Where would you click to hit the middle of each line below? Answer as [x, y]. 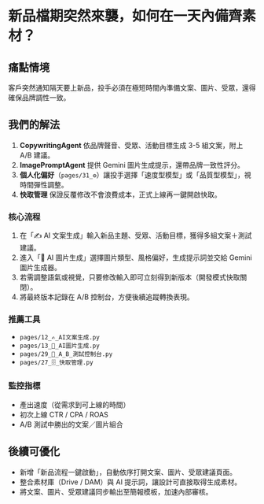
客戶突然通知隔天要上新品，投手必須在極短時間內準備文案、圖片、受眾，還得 [132, 88]
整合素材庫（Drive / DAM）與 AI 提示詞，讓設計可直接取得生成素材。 [130, 482]
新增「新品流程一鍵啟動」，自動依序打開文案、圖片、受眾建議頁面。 [128, 472]
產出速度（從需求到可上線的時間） [75, 404]
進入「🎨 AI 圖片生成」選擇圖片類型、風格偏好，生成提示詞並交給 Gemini [136, 258]
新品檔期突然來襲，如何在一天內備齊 [125, 16]
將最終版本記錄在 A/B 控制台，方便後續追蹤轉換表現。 [106, 297]
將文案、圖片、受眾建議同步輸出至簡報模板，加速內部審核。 [116, 491]
